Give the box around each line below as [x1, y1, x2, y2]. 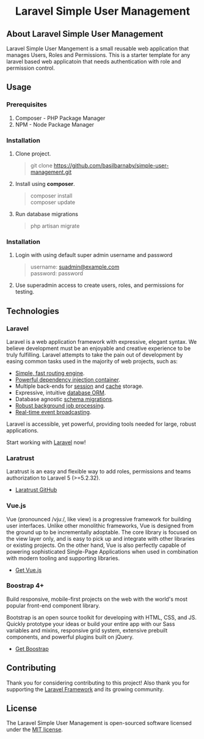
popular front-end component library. [6, 601, 100, 609]
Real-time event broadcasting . [15, 408, 92, 415]
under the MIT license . [6, 726, 63, 733]
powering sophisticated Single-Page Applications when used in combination [6, 548, 199, 555]
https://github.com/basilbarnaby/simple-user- [54, 162, 169, 169]
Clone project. [15, 150, 51, 157]
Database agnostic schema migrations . [15, 395, 114, 403]
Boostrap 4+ [6, 581, 45, 590]
